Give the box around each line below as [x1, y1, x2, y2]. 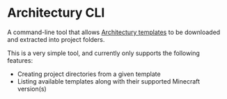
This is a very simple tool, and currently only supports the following [7, 49, 201, 57]
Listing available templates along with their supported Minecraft [17, 77, 201, 85]
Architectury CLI [7, 5, 105, 21]
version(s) [17, 84, 47, 93]
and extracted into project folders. [7, 35, 105, 43]
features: [7, 56, 33, 64]
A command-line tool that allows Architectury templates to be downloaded [7, 28, 221, 36]
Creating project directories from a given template [17, 70, 162, 78]
